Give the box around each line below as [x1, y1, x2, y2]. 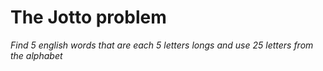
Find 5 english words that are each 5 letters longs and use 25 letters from [10, 39, 314, 51]
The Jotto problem [10, 6, 167, 29]
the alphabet [10, 49, 63, 61]
